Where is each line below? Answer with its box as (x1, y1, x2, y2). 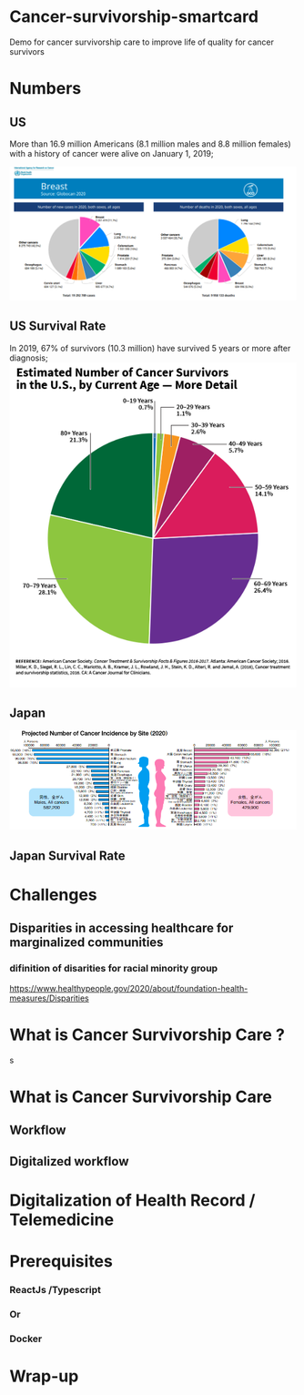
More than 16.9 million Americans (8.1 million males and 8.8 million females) (9, 138, 291, 149)
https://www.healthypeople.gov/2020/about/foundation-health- (9, 983, 248, 993)
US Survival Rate (9, 319, 106, 334)
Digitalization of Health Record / (9, 1190, 256, 1210)
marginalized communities (9, 935, 164, 951)
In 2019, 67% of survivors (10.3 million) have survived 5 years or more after (9, 342, 291, 353)
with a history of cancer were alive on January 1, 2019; (9, 148, 214, 158)
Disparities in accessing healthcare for (9, 921, 234, 936)
